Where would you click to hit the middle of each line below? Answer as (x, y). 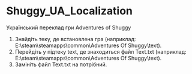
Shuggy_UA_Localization (70, 11)
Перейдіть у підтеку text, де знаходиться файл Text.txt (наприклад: (101, 51)
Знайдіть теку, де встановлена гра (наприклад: (75, 39)
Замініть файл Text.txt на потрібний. (61, 64)
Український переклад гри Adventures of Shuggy (69, 27)
